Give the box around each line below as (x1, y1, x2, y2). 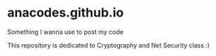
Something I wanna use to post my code (7, 28, 124, 36)
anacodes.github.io (7, 5, 124, 21)
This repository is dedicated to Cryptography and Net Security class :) (7, 41, 210, 49)
